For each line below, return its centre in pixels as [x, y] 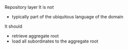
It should [14, 26]
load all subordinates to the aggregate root [55, 41]
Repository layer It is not [29, 7]
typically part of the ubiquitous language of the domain [67, 17]
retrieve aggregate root [35, 36]
